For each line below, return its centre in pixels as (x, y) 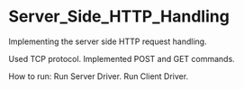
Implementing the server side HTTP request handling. (108, 41)
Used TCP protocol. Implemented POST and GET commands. (122, 58)
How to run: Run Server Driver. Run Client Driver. (99, 76)
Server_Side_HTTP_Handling (119, 17)
